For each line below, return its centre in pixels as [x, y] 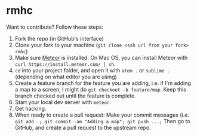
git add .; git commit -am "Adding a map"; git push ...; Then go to [102, 121]
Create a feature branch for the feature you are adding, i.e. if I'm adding [103, 83]
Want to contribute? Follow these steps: [55, 27]
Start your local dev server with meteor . [63, 102]
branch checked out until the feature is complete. [75, 96]
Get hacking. [30, 108]
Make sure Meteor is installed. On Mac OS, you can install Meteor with [101, 57]
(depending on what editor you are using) [66, 77]
